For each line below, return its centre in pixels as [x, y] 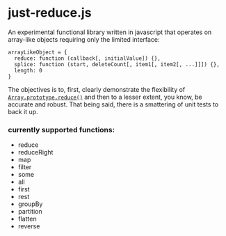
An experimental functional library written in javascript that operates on [110, 32]
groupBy [30, 204]
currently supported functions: [62, 129]
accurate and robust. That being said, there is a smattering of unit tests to [113, 104]
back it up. [23, 111]
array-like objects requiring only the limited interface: [84, 39]
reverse [29, 226]
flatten [27, 219]
